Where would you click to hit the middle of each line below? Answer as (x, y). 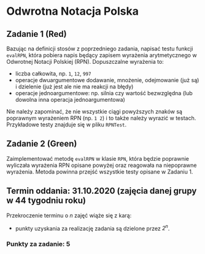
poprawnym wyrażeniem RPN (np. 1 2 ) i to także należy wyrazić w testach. (101, 118)
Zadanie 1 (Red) (37, 34)
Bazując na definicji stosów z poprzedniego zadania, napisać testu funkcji (100, 48)
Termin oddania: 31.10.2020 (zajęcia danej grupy (102, 191)
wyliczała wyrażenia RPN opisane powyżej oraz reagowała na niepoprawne (102, 165)
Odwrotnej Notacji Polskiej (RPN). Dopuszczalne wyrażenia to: (85, 62)
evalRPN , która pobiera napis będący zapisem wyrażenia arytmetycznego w (102, 55)
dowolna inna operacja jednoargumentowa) (70, 100)
